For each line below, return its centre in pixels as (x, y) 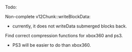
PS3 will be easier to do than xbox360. (52, 45)
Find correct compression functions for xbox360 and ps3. (64, 36)
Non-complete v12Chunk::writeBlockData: (48, 16)
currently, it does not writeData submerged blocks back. (69, 26)
